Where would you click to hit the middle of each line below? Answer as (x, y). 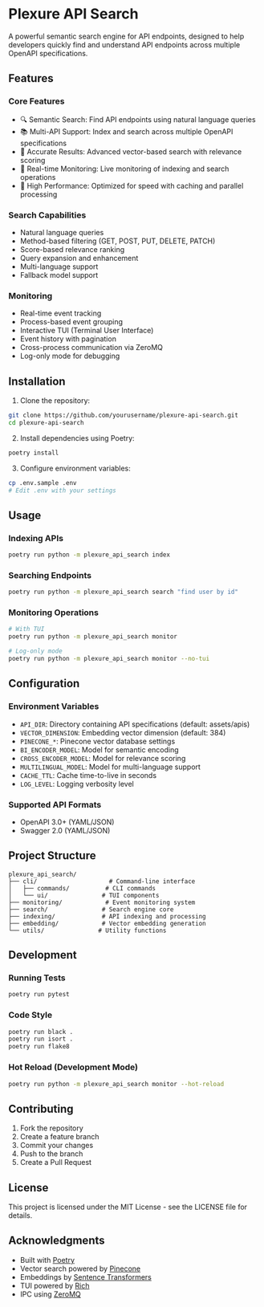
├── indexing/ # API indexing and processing (107, 916)
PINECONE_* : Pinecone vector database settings (97, 741)
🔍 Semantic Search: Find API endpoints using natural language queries (138, 119)
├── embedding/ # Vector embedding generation (107, 923)
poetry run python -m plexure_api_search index (89, 555)
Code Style (30, 1015)
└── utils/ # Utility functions (87, 930)
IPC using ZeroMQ (51, 1294)
